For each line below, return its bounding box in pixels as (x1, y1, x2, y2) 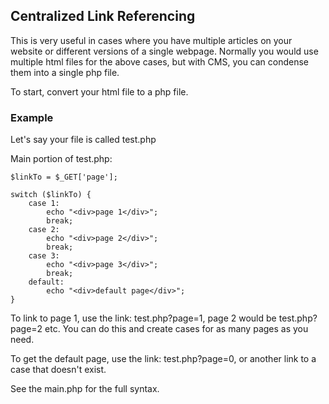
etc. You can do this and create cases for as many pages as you (44, 323, 309, 335)
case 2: (28, 225, 60, 235)
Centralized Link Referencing (10, 8, 196, 25)
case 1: (28, 199, 60, 209)
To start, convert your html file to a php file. (10, 85, 189, 98)
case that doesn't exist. (10, 364, 107, 376)
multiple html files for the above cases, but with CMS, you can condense (10, 55, 310, 68)
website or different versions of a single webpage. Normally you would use (10, 45, 319, 57)
